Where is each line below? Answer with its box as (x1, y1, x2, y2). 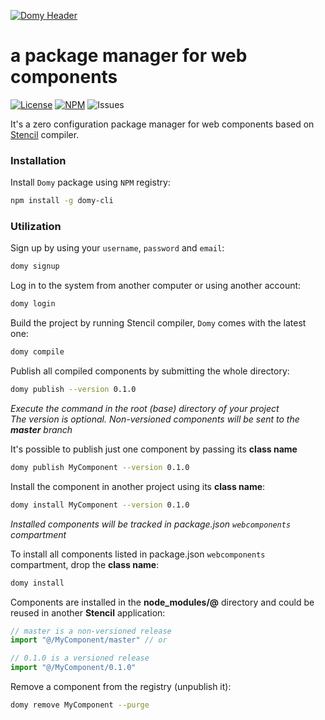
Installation (10, 153, 67, 167)
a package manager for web (10, 45, 248, 67)
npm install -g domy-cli (10, 196, 114, 206)
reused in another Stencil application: (10, 606, 166, 619)
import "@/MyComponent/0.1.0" (10, 663, 137, 673)
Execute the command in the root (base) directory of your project (10, 402, 280, 414)
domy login (10, 299, 56, 309)
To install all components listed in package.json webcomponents (10, 548, 266, 560)
